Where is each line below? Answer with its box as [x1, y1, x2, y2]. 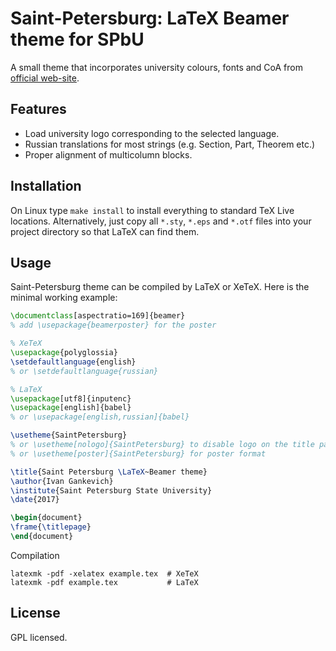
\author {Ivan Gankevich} [10, 476, 114, 486]
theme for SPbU [10, 28, 145, 51]
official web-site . [10, 72, 80, 84]
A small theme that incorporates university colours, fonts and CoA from [10, 61, 303, 73]
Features [10, 101, 67, 118]
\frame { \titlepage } [10, 522, 92, 532]
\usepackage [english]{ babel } [10, 403, 132, 413]
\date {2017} [10, 495, 60, 505]
